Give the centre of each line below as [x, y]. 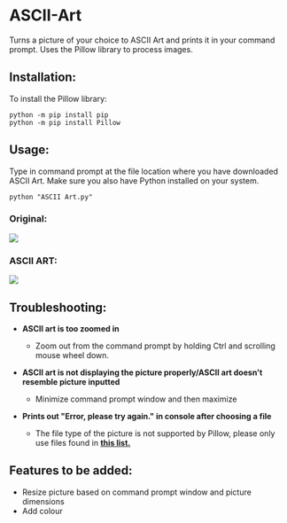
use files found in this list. [83, 442]
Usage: [30, 150]
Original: [28, 219]
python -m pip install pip [59, 115]
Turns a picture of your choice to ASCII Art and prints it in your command [142, 40]
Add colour [43, 511]
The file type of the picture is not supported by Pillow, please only [155, 433]
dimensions [43, 501]
